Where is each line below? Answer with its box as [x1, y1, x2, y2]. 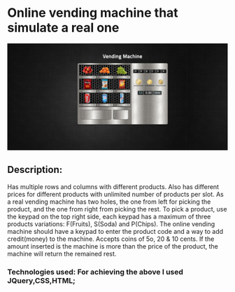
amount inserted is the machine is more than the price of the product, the [7, 242, 219, 250]
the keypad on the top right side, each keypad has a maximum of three [7, 212, 211, 221]
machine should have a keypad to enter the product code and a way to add [7, 227, 224, 235]
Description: [7, 164, 63, 176]
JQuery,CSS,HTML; [7, 275, 76, 285]
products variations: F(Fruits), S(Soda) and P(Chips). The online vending [7, 219, 215, 228]
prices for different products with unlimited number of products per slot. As [7, 190, 224, 198]
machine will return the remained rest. [7, 249, 117, 258]
